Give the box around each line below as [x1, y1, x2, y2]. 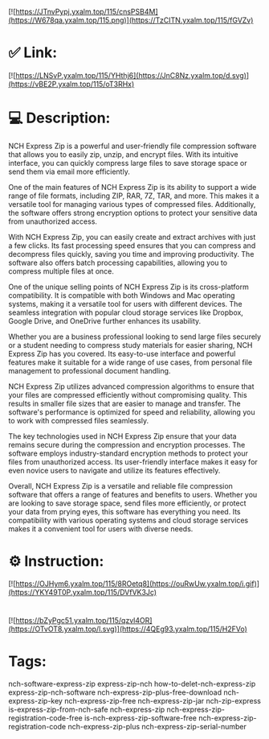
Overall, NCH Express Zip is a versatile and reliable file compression [8, 481, 233, 490]
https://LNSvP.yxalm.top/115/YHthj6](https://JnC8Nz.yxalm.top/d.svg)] [15, 70, 250, 80]
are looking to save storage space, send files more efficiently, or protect [8, 498, 247, 508]
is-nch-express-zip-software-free [84, 712, 197, 723]
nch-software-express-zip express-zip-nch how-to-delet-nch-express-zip [8, 679, 256, 688]
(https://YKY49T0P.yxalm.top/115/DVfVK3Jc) [8, 587, 157, 597]
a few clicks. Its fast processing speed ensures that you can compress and [8, 241, 256, 250]
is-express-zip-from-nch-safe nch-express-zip [8, 704, 165, 714]
